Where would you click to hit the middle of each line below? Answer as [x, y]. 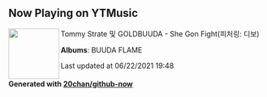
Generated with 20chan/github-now [71, 84]
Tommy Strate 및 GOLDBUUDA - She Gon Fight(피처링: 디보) [160, 34]
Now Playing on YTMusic [73, 13]
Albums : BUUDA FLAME [101, 50]
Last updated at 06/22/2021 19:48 [117, 65]
